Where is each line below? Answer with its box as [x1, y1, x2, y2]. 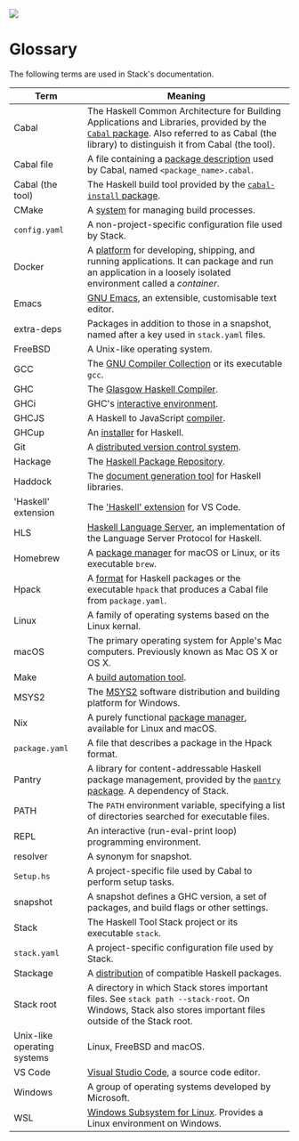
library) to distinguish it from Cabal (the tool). [87, 138, 276, 150]
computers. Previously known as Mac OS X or [87, 645, 279, 658]
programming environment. [87, 836, 202, 848]
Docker [13, 260, 44, 272]
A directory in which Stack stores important [87, 981, 269, 993]
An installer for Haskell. [87, 426, 184, 439]
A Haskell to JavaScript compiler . [87, 411, 226, 424]
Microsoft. [87, 1091, 131, 1104]
